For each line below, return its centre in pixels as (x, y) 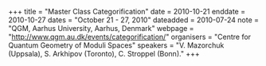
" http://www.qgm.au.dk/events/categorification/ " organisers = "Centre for (130, 37)
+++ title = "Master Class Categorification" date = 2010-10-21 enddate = (127, 12)
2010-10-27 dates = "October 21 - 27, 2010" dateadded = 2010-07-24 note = (133, 20)
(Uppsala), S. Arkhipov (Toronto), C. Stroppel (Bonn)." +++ (104, 54)
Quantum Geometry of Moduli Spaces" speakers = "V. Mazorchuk (116, 45)
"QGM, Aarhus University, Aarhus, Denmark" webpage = (101, 28)
